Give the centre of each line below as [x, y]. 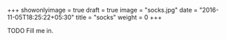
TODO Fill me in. [30, 31]
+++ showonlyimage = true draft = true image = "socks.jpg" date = [103, 10]
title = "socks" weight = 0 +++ [119, 17]
